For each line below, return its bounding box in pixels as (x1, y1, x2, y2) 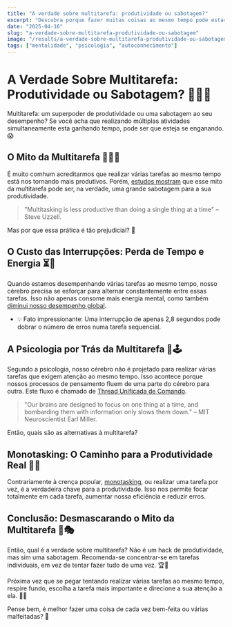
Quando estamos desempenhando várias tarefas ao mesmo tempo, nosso (7, 279, 217, 287)
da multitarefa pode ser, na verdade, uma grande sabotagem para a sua (7, 184, 212, 193)
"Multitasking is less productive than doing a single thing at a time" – (23, 205, 219, 213)
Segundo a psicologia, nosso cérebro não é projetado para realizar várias (7, 365, 216, 374)
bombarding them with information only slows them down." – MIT (23, 408, 210, 416)
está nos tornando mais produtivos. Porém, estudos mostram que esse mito (7, 177, 223, 185)
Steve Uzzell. (23, 212, 62, 221)
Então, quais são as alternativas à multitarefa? (7, 429, 138, 437)
